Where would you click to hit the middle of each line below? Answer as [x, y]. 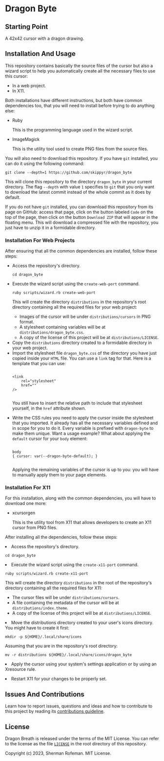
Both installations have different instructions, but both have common [74, 100]
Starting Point [27, 27]
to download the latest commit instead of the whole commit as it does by [78, 192]
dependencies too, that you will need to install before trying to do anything [80, 105]
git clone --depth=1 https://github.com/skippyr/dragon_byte [69, 172]
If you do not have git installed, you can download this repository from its [79, 207]
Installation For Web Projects [40, 240]
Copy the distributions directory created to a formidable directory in [82, 343]
